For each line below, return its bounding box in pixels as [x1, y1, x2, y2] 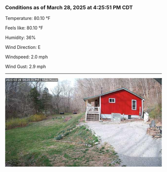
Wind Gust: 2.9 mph [5, 64, 46, 70]
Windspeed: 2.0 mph [5, 54, 48, 60]
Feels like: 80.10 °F [5, 25, 44, 31]
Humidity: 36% [5, 34, 36, 41]
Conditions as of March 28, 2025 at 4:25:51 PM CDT [5, 4, 133, 11]
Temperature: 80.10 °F [5, 15, 51, 21]
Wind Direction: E [5, 44, 41, 50]
